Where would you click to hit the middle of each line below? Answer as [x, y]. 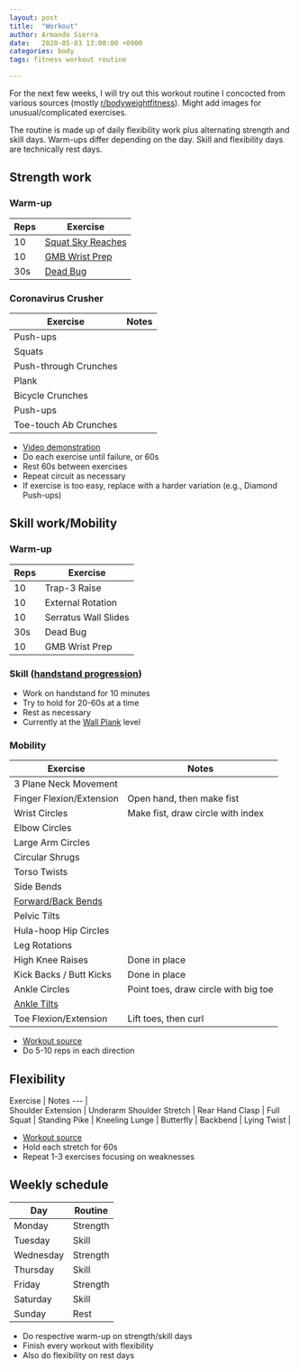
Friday [27, 1284]
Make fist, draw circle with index [195, 814]
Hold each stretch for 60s [70, 1147]
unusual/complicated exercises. [68, 112]
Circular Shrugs [47, 857]
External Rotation [81, 602]
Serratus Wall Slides [87, 617]
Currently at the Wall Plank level [82, 722]
